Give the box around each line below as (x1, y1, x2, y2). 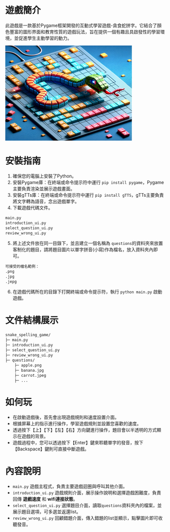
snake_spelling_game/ (5, 332, 51, 337)
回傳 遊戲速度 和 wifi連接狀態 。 (12, 495, 78, 502)
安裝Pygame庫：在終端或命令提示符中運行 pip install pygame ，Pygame (12, 179, 164, 185)
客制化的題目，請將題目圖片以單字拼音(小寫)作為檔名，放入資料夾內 (12, 246, 154, 253)
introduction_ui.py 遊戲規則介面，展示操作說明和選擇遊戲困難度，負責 (12, 489, 161, 495)
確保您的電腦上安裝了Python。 (12, 173, 77, 179)
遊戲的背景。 (21, 433, 49, 439)
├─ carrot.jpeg (14, 373, 47, 378)
